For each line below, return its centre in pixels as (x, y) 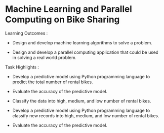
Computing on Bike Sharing (62, 19)
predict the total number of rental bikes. (53, 82)
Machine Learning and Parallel (69, 9)
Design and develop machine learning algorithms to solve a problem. (82, 42)
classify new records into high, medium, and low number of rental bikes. (86, 116)
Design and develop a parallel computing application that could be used (85, 52)
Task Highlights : (22, 67)
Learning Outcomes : (26, 33)
